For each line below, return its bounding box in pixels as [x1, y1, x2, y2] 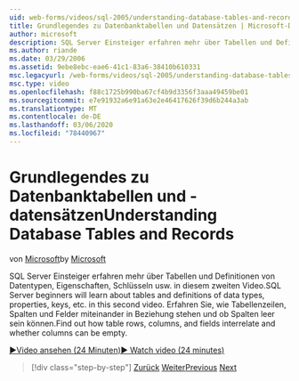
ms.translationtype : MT [9, 104, 98, 113]
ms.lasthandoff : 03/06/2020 [9, 121, 114, 130]
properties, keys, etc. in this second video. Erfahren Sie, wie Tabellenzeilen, [9, 299, 287, 310]
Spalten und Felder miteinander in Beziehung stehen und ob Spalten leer [9, 308, 276, 319]
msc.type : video [9, 79, 69, 88]
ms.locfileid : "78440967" [9, 129, 105, 138]
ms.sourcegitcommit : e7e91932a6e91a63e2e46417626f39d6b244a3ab [9, 95, 249, 105]
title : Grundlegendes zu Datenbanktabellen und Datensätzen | [9, 21, 245, 30]
